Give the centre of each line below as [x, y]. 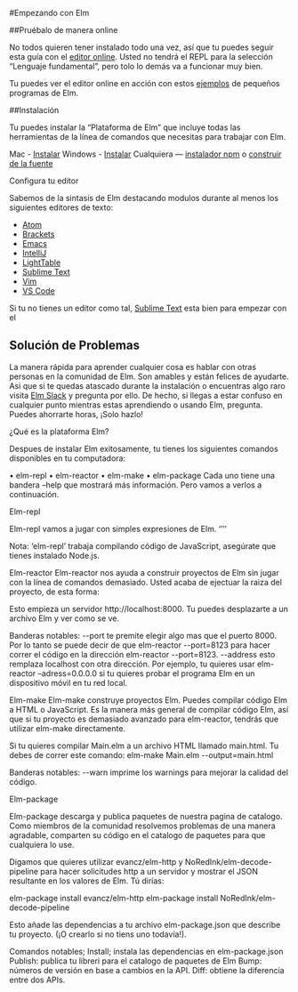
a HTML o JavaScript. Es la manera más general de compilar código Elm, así [149, 709]
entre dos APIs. [37, 980]
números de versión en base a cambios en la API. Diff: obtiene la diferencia [147, 970]
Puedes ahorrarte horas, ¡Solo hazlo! [77, 414]
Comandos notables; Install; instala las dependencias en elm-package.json [146, 951]
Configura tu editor [44, 181]
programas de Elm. [44, 93]
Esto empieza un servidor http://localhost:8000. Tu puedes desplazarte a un [149, 609]
